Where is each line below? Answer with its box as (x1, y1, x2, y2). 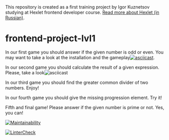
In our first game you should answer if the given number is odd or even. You (5, 49, 163, 55)
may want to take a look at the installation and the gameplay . (5, 55, 155, 61)
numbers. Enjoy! (5, 85, 39, 91)
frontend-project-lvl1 (5, 32, 96, 44)
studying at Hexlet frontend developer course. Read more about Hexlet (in (5, 10, 159, 16)
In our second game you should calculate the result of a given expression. (5, 64, 159, 70)
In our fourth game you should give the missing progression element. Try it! (5, 95, 162, 101)
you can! (5, 110, 24, 116)
